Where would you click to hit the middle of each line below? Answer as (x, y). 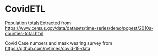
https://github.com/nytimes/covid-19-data (48, 48)
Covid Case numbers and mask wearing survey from (59, 43)
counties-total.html (24, 33)
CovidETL (25, 9)
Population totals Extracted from (38, 23)
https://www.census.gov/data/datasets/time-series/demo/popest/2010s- (79, 28)
